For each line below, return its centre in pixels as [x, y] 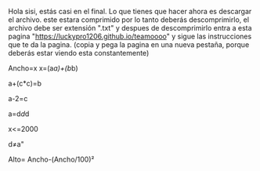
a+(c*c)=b [25, 83]
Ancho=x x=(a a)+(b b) [43, 68]
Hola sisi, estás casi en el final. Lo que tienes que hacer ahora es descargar [130, 11]
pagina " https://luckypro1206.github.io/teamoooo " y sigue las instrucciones [130, 36]
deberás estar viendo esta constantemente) [79, 53]
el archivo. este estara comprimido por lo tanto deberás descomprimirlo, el [128, 20]
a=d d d [19, 114]
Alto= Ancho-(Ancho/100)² [51, 159]
